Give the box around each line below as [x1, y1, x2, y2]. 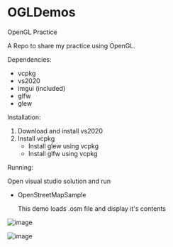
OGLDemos [7, 4, 76, 21]
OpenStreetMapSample [17, 190, 86, 199]
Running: [7, 163, 34, 171]
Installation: [7, 113, 41, 121]
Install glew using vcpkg [28, 141, 99, 150]
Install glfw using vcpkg [28, 149, 98, 158]
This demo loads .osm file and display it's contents [17, 204, 167, 213]
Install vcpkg [17, 134, 55, 143]
